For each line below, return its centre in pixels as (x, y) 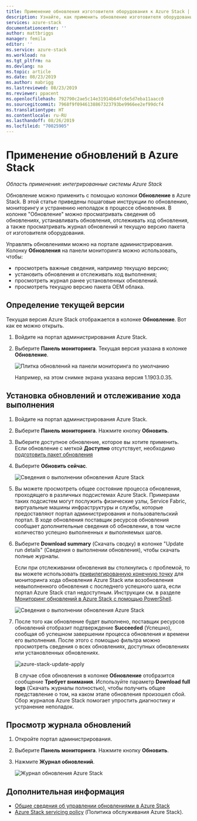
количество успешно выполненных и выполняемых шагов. (89, 532)
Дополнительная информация (65, 791)
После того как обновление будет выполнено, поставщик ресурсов (99, 621)
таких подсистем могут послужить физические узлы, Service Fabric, (100, 501)
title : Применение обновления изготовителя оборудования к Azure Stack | (98, 11)
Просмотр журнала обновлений (69, 725)
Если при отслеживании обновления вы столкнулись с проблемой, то (102, 567)
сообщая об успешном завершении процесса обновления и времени (102, 634)
